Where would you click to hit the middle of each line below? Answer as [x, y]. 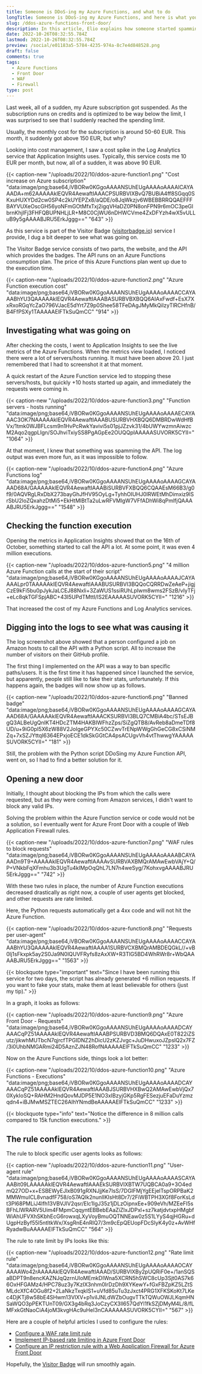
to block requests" [29, 849]
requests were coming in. [38, 388]
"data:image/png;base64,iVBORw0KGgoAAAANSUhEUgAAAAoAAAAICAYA [100, 187]
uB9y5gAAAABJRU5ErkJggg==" [47, 219]
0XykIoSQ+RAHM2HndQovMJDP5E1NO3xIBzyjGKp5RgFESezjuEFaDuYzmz [100, 1096]
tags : [13, 62]
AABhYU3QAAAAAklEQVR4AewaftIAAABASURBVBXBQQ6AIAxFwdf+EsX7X [100, 299]
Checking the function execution [69, 526]
